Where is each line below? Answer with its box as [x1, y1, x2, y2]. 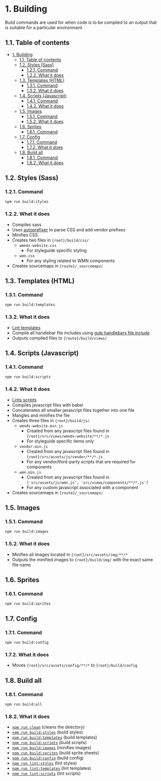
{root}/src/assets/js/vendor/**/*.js [26, 455, 103, 459]
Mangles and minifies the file [12, 412, 70, 418]
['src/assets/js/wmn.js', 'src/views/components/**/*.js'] [26, 480, 149, 485]
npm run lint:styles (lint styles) [12, 760, 77, 766]
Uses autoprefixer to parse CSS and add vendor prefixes [12, 227, 126, 232]
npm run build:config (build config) [12, 755, 84, 761]
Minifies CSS [12, 232, 38, 238]
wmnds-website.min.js [19, 423, 63, 428]
